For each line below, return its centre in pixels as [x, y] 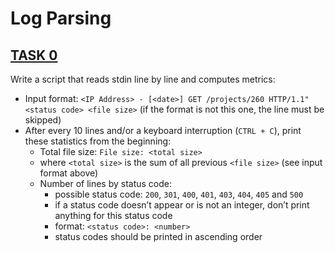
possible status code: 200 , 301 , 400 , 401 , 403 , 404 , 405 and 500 [179, 194]
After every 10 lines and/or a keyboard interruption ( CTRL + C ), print [163, 130]
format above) [69, 173]
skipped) [43, 120]
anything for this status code [113, 215]
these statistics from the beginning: [98, 141]
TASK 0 [34, 55]
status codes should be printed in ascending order [158, 236]
